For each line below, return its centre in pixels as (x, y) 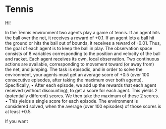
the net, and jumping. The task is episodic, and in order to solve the (74, 69)
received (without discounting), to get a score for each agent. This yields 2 (81, 90)
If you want (17, 121)
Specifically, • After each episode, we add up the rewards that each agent (81, 85)
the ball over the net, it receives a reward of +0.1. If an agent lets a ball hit (80, 38)
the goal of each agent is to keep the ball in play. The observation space (79, 48)
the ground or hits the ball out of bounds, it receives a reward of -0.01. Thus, (83, 43)
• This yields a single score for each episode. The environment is (72, 101)
